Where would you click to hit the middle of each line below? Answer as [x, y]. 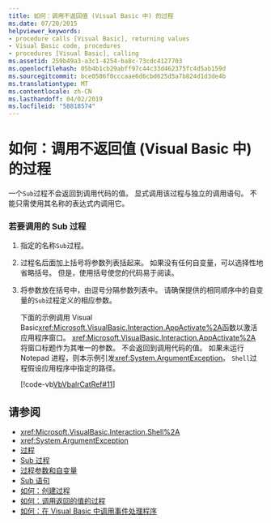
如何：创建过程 [45, 491]
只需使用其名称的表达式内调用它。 [72, 204]
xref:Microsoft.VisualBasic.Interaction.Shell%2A [100, 432]
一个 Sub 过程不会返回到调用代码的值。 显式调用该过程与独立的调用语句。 [128, 193]
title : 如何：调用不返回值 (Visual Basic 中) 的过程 [91, 16]
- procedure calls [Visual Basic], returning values [99, 39]
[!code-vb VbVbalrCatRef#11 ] [68, 384]
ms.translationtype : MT [49, 84]
